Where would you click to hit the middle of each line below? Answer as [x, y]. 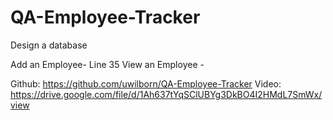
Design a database [49, 45]
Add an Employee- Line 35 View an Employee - [107, 64]
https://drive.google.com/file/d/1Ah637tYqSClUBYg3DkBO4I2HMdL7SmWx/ [166, 94]
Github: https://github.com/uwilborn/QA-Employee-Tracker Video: [146, 83]
